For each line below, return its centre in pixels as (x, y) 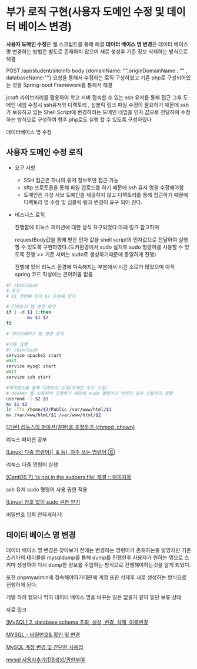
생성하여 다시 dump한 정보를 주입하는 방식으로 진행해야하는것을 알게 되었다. (104, 564)
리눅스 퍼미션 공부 (26, 440)
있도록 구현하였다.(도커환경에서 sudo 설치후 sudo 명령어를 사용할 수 (105, 247)
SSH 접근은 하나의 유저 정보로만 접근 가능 (71, 180)
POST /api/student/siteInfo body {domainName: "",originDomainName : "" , (97, 71)
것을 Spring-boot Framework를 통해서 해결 (62, 85)
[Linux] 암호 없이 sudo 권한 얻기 (43, 502)
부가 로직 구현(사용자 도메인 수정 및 (85, 12)
